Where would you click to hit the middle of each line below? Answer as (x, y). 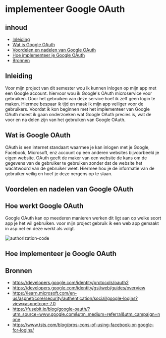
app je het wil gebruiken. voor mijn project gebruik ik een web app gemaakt (82, 223)
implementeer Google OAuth (65, 9)
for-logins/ (23, 330)
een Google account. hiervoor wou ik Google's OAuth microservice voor (79, 93)
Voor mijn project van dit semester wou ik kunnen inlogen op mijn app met (81, 88)
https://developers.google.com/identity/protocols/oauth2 (70, 283)
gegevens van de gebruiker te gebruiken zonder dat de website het (74, 163)
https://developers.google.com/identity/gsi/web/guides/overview (79, 288)
